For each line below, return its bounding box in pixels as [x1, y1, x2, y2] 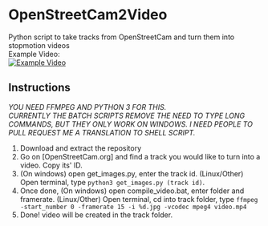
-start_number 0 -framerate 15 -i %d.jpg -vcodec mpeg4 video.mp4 [19, 203, 247, 211]
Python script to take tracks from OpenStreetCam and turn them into [8, 32, 235, 42]
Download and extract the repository [19, 143, 142, 153]
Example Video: [8, 49, 60, 59]
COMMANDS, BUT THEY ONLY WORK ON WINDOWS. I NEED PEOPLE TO [8, 119, 253, 129]
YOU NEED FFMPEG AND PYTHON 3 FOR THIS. [8, 102, 167, 111]
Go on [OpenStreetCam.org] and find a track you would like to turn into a [19, 151, 261, 161]
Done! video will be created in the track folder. [19, 210, 173, 220]
